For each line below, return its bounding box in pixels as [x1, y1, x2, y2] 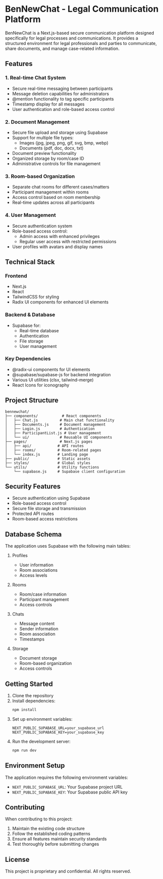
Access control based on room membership [12, 194, 101, 200]
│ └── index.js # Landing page [5, 452, 89, 457]
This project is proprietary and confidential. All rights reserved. [5, 868, 131, 874]
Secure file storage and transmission [12, 506, 86, 512]
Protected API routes [12, 511, 54, 516]
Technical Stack [5, 257, 55, 266]
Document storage [19, 655, 57, 661]
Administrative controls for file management [12, 160, 101, 167]
